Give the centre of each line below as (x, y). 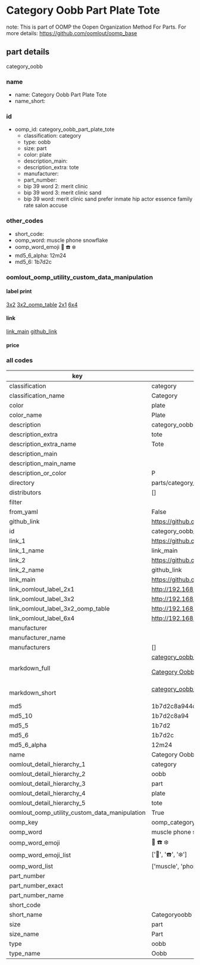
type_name (25, 953)
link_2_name (27, 569)
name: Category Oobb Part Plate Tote (61, 95)
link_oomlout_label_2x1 (42, 589)
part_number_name (36, 895)
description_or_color (38, 473)
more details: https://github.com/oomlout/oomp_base (72, 33)
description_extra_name (43, 444)
